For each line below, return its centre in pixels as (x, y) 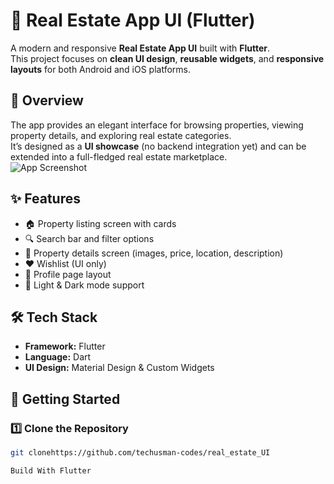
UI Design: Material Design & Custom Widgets (119, 368)
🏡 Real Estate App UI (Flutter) (133, 20)
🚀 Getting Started (65, 399)
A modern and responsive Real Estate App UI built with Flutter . (140, 48)
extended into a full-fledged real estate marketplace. (119, 156)
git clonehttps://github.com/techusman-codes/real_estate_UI (140, 453)
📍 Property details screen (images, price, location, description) (154, 253)
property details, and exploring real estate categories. (121, 135)
